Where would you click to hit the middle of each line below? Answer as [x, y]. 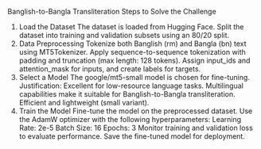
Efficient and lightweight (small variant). [84, 103]
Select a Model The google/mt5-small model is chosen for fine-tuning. [134, 77]
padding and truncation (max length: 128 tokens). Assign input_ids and [134, 60]
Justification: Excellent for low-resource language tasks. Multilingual [131, 86]
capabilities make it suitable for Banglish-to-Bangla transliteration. [127, 94]
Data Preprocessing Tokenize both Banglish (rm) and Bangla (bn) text [133, 44]
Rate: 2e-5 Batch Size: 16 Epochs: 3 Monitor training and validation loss [136, 128]
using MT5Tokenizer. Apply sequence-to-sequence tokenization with [132, 52]
